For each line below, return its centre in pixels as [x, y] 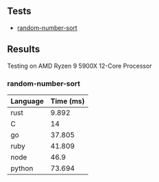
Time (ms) [68, 101]
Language [27, 101]
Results [24, 50]
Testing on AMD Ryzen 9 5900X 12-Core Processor [79, 66]
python [22, 168]
